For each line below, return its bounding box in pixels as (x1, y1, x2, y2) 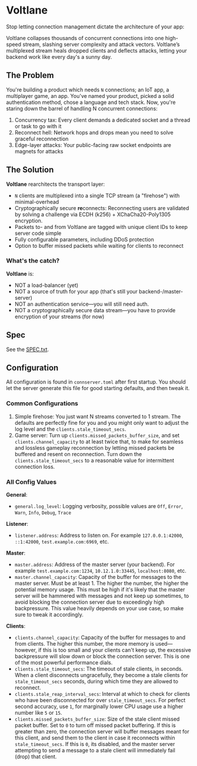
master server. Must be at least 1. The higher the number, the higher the (14, 580, 189, 587)
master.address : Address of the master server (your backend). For (14, 561, 175, 568)
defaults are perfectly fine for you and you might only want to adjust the (14, 419, 189, 426)
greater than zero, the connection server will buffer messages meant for (14, 728, 190, 735)
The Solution (6, 165, 54, 175)
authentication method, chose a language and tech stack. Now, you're (6, 99, 176, 106)
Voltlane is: (6, 270, 34, 277)
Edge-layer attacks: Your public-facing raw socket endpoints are (14, 141, 172, 148)
